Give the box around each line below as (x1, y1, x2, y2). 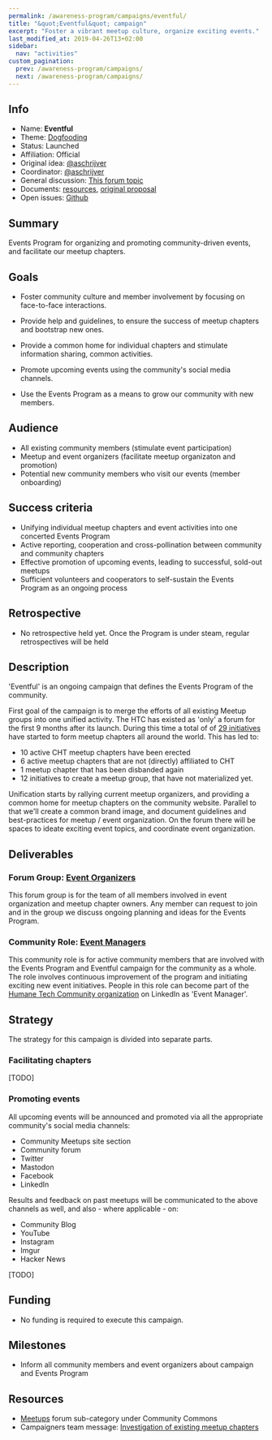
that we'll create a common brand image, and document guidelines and (8, 806, 247, 816)
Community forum (19, 1144, 81, 1154)
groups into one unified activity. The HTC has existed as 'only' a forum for (8, 715, 256, 724)
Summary (8, 216, 59, 230)
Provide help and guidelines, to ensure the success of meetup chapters (19, 316, 260, 326)
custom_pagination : (8, 58, 75, 66)
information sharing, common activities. (19, 349, 153, 359)
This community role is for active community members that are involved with (8, 955, 265, 965)
